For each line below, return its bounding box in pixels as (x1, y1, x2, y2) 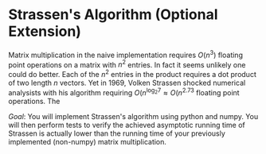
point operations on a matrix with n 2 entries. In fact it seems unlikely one (8, 58, 246, 69)
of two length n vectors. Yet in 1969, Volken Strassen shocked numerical (8, 78, 246, 87)
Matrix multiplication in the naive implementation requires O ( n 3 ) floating (8, 48, 243, 60)
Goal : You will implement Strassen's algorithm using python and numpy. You (8, 111, 259, 121)
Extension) (8, 22, 82, 40)
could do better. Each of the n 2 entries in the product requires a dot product (8, 68, 256, 79)
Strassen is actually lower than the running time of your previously (8, 129, 225, 138)
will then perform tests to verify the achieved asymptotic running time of (8, 120, 245, 129)
